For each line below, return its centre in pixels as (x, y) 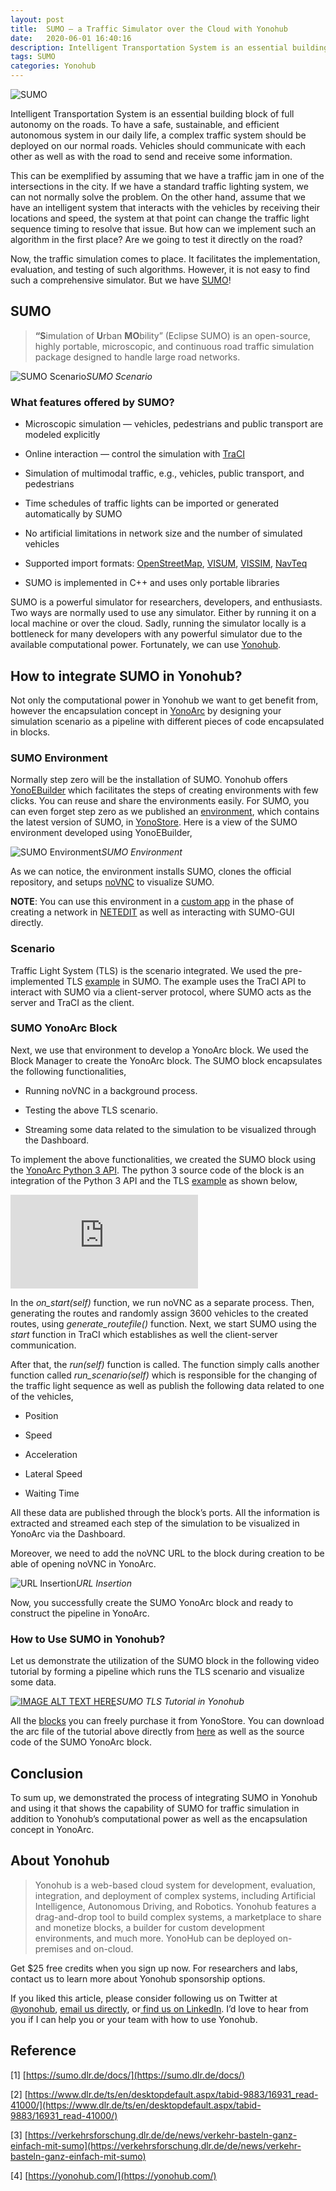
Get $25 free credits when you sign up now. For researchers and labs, (154, 1968)
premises (54, 1948)
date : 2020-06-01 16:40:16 (71, 38)
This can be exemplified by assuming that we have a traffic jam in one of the (167, 175)
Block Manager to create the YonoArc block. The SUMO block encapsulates (166, 1060)
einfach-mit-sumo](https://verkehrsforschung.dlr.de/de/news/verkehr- (156, 2145)
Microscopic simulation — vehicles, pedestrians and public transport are (174, 424)
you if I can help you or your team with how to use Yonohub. (134, 2019)
